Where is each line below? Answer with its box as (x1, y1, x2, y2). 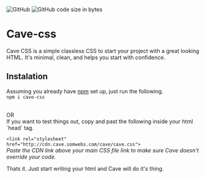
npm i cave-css (6, 94, 45, 100)
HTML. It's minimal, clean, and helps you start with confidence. (6, 54, 166, 61)
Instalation (6, 71, 48, 82)
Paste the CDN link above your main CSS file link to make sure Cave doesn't (6, 146, 199, 154)
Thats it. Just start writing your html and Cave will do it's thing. (6, 165, 164, 172)
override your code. (6, 153, 56, 160)
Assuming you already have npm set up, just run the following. (6, 87, 163, 94)
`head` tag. (6, 124, 34, 131)
